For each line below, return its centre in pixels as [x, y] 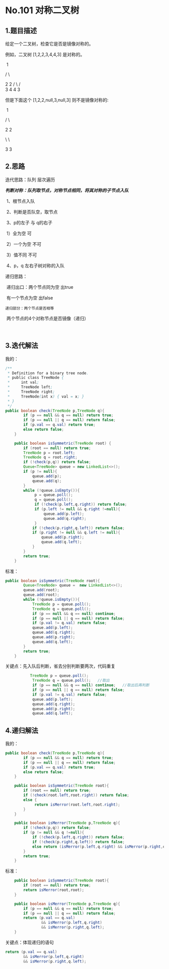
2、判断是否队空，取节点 [32, 212]
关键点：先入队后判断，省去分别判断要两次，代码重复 [60, 666]
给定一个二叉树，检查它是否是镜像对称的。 [49, 44]
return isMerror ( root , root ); [54, 890]
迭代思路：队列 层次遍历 [30, 180]
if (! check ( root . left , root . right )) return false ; [76, 795]
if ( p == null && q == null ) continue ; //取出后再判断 [91, 685]
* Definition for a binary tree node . [48, 373]
